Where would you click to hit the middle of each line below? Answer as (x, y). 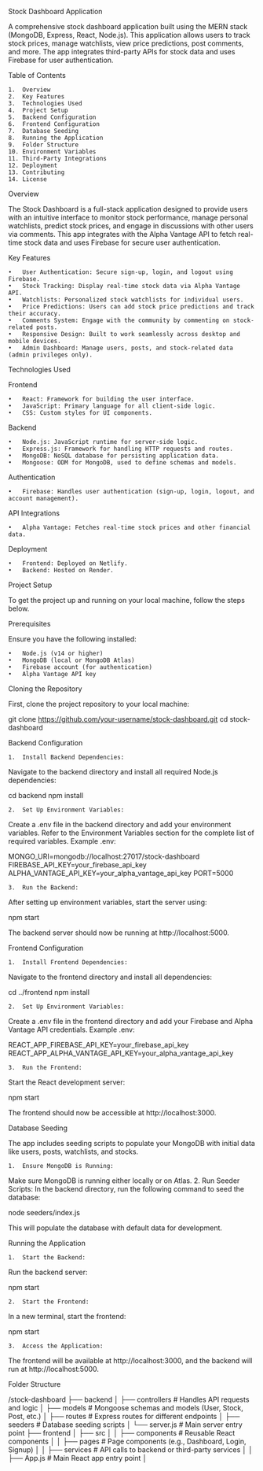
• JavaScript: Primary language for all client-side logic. (112, 406)
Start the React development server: (67, 1082)
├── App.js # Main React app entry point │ (78, 1458)
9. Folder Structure (44, 145)
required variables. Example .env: (62, 841)
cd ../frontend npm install (49, 992)
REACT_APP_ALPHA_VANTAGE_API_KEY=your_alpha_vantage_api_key (121, 1053)
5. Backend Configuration (52, 117)
